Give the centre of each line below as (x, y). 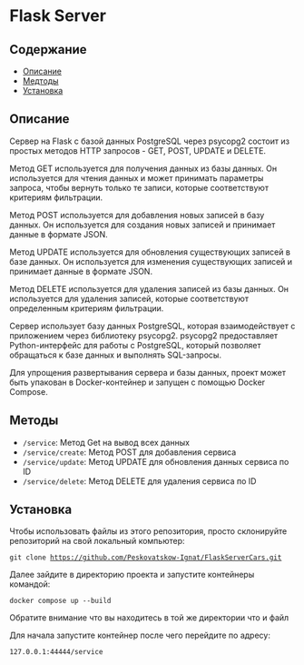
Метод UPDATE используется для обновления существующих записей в (150, 252)
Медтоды (40, 81)
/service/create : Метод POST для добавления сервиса (129, 452)
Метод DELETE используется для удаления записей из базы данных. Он (149, 288)
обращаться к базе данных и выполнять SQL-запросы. (116, 355)
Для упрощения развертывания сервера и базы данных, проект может (147, 372)
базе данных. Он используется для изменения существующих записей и (151, 261)
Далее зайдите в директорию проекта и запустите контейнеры (132, 575)
